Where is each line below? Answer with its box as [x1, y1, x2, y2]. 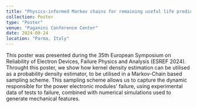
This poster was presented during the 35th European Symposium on [6, 52, 171, 58]
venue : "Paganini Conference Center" [6, 25, 98, 31]
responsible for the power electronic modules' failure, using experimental [6, 83, 183, 89]
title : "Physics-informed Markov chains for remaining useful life [6, 8, 175, 15]
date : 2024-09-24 [6, 30, 49, 36]
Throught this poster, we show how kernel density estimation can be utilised [6, 64, 191, 71]
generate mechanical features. [6, 95, 80, 102]
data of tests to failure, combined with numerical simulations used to [6, 89, 172, 96]
